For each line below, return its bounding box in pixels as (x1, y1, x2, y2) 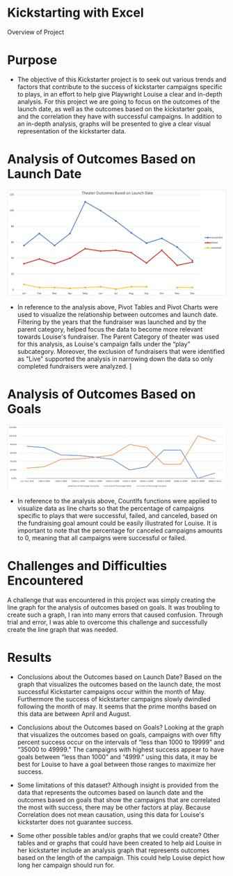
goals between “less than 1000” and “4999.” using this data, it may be (17, 752, 218, 761)
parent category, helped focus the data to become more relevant (17, 325, 203, 333)
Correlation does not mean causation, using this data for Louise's (17, 810, 204, 818)
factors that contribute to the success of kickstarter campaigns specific (17, 82, 223, 91)
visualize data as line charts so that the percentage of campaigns (17, 504, 204, 512)
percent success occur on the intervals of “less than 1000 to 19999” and (17, 738, 225, 746)
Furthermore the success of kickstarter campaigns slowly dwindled (17, 695, 211, 703)
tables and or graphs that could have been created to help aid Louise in (17, 838, 222, 847)
